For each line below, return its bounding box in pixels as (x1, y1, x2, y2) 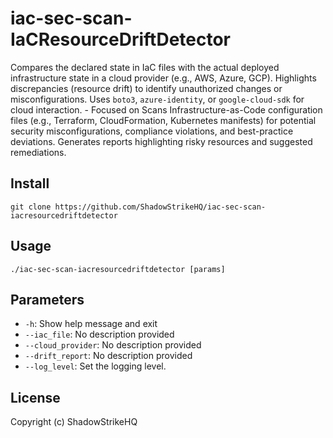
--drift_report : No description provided (24, 350, 193, 362)
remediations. (10, 146, 67, 158)
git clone (10, 202, 52, 212)
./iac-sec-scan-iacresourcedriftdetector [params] (10, 264, 226, 274)
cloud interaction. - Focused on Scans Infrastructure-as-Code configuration (10, 103, 323, 116)
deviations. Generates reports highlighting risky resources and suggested (10, 135, 313, 147)
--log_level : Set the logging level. (24, 360, 167, 372)
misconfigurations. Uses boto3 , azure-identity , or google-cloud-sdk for (10, 93, 305, 105)
